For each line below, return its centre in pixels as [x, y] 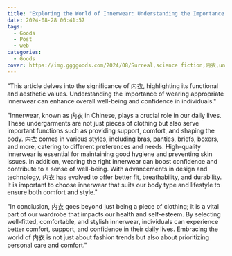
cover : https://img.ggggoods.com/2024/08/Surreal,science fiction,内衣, [113, 65]
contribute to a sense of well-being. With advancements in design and [107, 169]
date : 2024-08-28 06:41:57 [46, 20]
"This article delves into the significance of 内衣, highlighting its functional [113, 86]
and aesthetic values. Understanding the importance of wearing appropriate [116, 94]
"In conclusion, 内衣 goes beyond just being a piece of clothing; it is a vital [113, 206]
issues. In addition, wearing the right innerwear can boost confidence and [113, 161]
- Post [23, 40]
